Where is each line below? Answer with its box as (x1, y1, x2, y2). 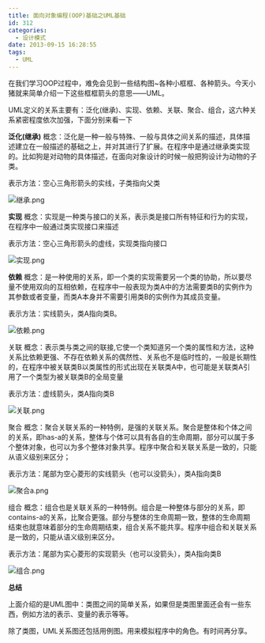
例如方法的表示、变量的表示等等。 (21, 609, 132, 618)
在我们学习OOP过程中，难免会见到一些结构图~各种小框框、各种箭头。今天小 (8, 78, 256, 88)
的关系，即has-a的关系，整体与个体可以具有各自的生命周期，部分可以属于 (8, 432, 248, 441)
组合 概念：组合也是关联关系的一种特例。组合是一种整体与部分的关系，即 (8, 502, 245, 512)
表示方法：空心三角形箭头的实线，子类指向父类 (8, 178, 160, 187)
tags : (8, 48, 26, 56)
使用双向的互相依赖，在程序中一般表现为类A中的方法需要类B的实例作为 (21, 282, 252, 291)
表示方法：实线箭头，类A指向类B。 (8, 308, 121, 318)
